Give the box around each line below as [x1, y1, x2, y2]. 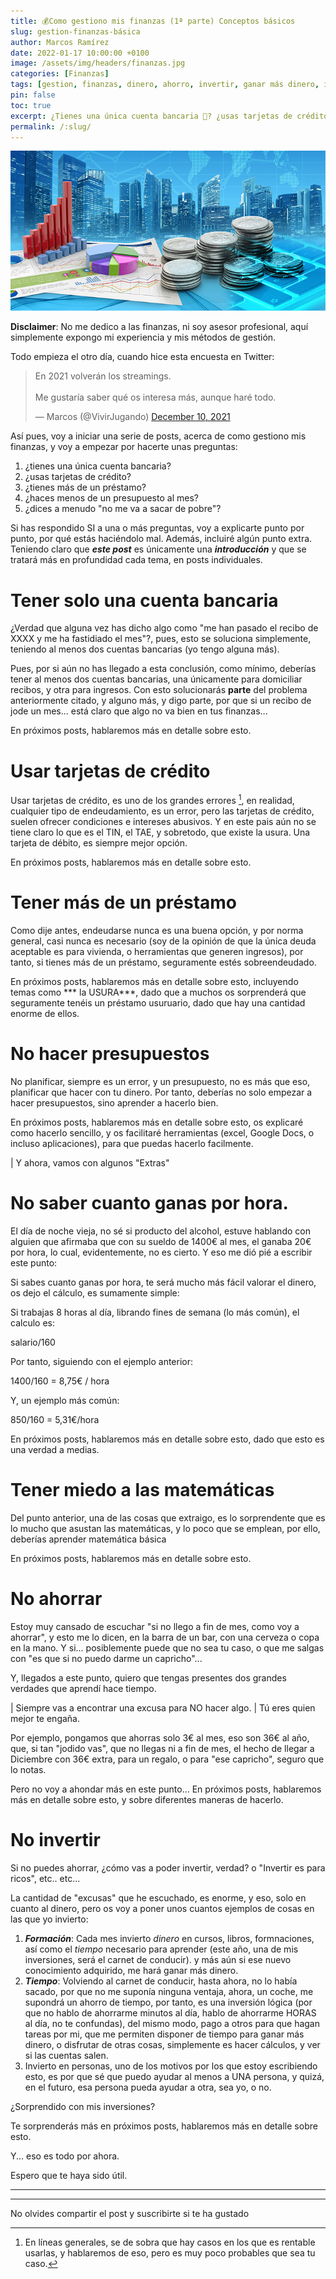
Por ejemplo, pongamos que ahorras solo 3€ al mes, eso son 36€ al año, [10, 1731, 310, 1744]
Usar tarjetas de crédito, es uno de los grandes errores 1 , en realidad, [10, 793, 295, 806]
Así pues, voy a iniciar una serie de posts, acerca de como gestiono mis [10, 430, 307, 442]
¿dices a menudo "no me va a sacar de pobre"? [24, 503, 222, 515]
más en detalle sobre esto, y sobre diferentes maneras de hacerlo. [10, 1793, 284, 1805]
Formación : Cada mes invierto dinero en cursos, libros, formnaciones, [24, 1932, 315, 1944]
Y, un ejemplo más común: [10, 1394, 120, 1406]
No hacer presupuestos [10, 1043, 210, 1065]
